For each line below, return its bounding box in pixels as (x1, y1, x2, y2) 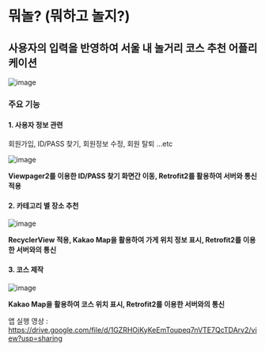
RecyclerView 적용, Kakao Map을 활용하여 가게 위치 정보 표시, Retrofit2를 (8, 235, 242, 245)
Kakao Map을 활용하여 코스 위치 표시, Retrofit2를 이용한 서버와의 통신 (8, 299, 225, 309)
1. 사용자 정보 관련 (8, 120, 63, 129)
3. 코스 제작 (8, 265, 44, 274)
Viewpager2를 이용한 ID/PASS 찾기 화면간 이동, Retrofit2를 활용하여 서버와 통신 (8, 171, 257, 181)
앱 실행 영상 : (8, 316, 49, 326)
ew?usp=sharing (8, 334, 63, 343)
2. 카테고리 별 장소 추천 (8, 200, 79, 210)
